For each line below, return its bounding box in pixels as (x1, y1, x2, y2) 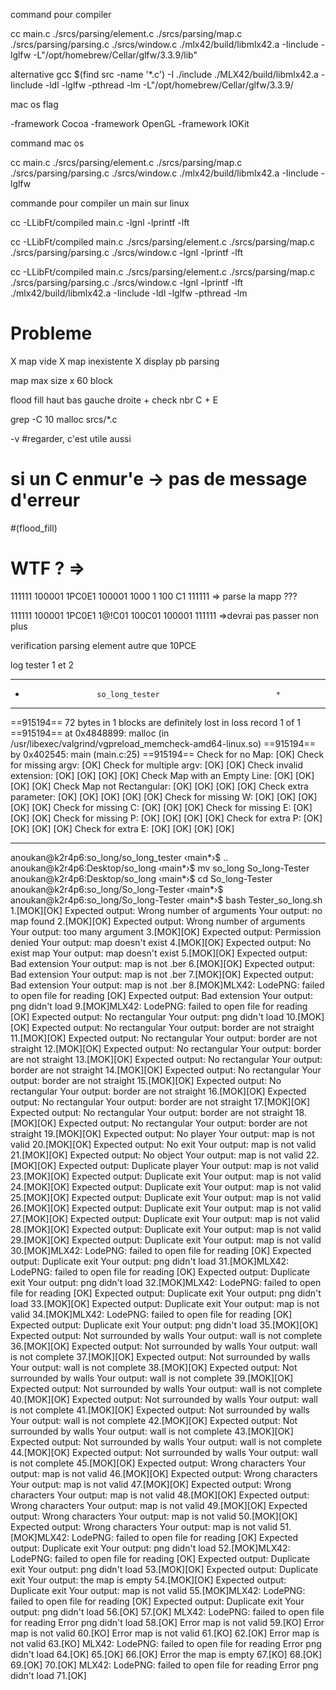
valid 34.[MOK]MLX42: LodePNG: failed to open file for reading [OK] (10, 1308, 293, 1320)
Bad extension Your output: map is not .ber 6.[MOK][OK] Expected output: (10, 957, 316, 969)
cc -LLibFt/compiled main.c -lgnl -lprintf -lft (10, 217, 190, 228)
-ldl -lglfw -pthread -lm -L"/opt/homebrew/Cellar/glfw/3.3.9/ (44, 79, 294, 91)
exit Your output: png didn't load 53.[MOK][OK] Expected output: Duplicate (10, 1563, 319, 1575)
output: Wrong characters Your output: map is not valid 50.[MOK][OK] (10, 1510, 298, 1522)
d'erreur (10, 489, 81, 512)
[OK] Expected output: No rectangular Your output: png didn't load (10, 1010, 285, 1023)
